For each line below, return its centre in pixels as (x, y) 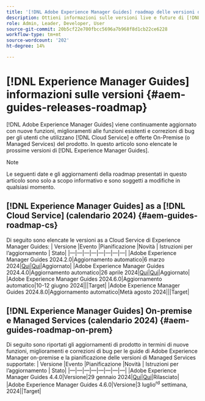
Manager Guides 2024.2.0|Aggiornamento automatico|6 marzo (85, 259)
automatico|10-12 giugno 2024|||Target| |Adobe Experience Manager (93, 285)
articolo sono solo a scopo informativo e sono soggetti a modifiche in (93, 180)
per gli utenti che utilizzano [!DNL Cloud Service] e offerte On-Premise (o (98, 137)
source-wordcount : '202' (38, 40)
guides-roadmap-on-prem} (59, 330)
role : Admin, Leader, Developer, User (56, 23)
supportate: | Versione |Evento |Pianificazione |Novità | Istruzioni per (92, 364)
